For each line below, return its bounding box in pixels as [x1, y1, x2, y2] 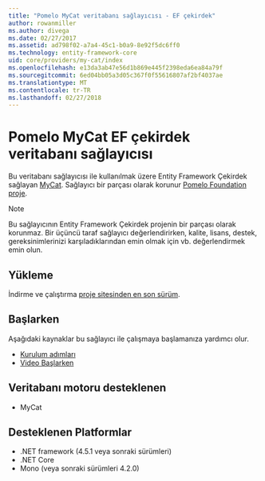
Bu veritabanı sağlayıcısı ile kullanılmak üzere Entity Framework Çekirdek [8, 171, 247, 181]
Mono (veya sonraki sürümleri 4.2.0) [19, 463, 140, 473]
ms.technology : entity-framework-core [8, 49, 137, 57]
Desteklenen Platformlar [8, 426, 132, 439]
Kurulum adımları [19, 349, 76, 359]
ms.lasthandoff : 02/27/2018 [8, 94, 102, 102]
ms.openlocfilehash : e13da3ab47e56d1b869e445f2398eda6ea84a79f [8, 64, 223, 72]
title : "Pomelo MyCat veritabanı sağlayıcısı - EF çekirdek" [8, 11, 216, 20]
